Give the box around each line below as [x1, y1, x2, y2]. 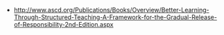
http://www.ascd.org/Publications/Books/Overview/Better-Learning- [13, 6, 209, 14]
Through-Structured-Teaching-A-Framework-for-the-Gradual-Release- [13, 13, 217, 21]
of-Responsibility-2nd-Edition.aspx [13, 21, 114, 28]
